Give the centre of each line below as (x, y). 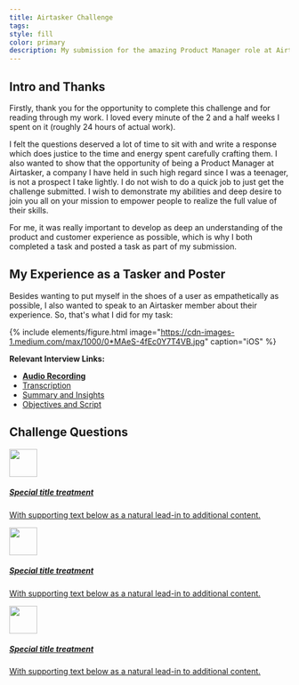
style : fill (31, 34)
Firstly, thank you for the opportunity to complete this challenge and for (140, 108)
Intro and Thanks (57, 87)
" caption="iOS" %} (240, 341)
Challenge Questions (69, 432)
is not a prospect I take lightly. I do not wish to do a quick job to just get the (147, 181)
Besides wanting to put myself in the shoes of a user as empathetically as (144, 295)
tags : (19, 26)
